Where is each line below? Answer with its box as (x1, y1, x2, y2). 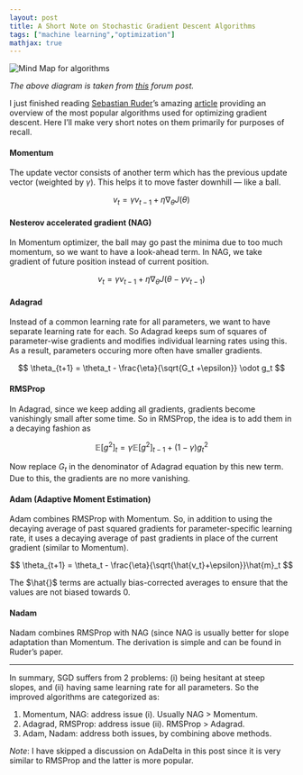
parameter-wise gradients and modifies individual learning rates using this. (9, 335, 288, 347)
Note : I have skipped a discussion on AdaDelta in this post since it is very (9, 745, 281, 757)
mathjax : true (9, 38, 63, 48)
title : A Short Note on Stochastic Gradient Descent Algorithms (9, 22, 256, 31)
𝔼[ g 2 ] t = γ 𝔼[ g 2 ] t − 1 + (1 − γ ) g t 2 (94, 440, 209, 455)
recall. (9, 127, 33, 138)
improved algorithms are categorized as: (9, 691, 160, 703)
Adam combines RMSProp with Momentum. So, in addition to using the (9, 514, 273, 524)
